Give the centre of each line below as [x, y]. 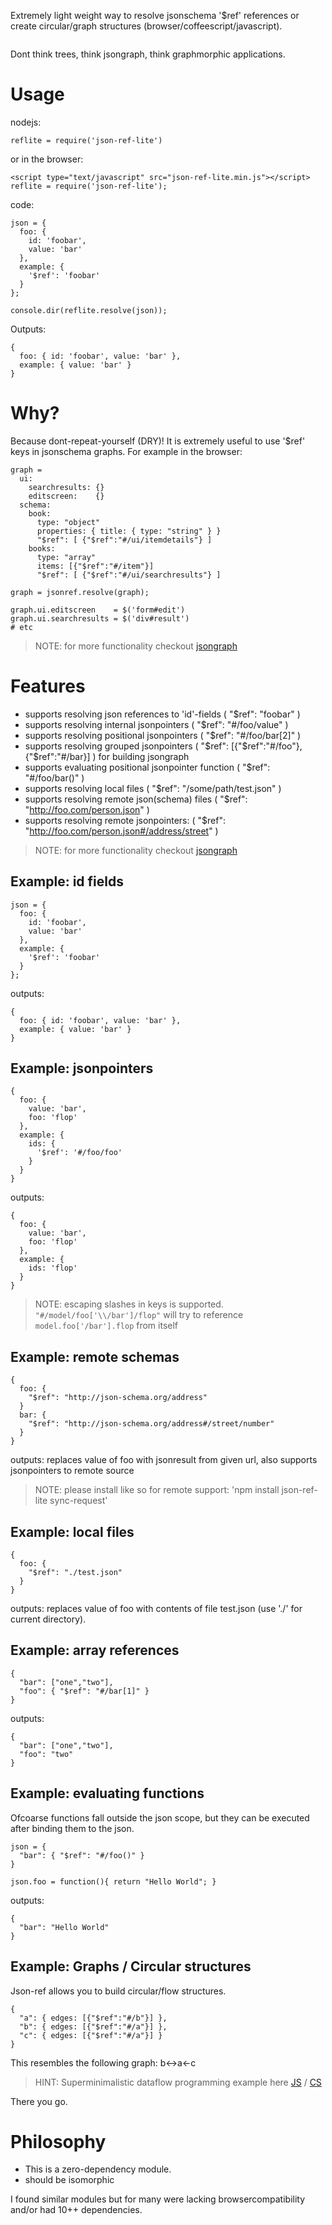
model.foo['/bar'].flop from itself [106, 1326]
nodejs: [26, 122]
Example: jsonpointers [82, 1068]
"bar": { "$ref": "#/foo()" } [82, 1855]
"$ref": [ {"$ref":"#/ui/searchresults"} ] [129, 575]
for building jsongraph [144, 756]
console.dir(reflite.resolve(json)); [89, 310]
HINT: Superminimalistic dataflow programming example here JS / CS [178, 2082]
